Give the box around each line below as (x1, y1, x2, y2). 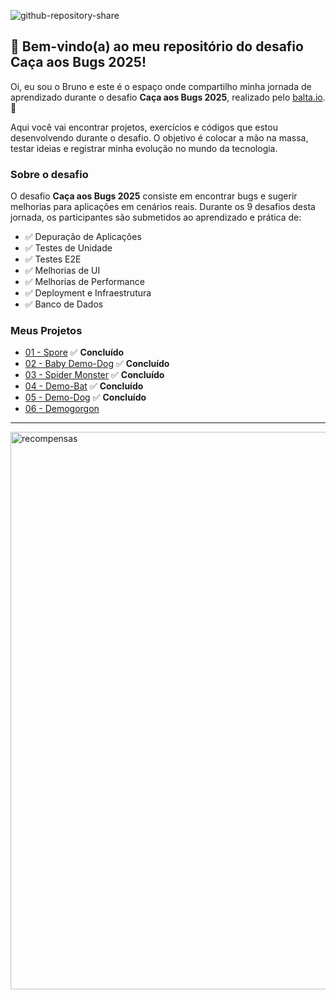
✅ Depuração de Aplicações (24, 231, 142, 243)
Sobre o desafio (10, 167, 89, 181)
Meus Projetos (10, 324, 83, 338)
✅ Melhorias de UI (24, 265, 101, 277)
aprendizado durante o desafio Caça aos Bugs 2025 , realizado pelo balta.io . (10, 91, 326, 103)
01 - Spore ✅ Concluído (24, 346, 125, 359)
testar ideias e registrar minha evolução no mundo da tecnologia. (10, 142, 278, 154)
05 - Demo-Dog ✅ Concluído (24, 391, 147, 404)
